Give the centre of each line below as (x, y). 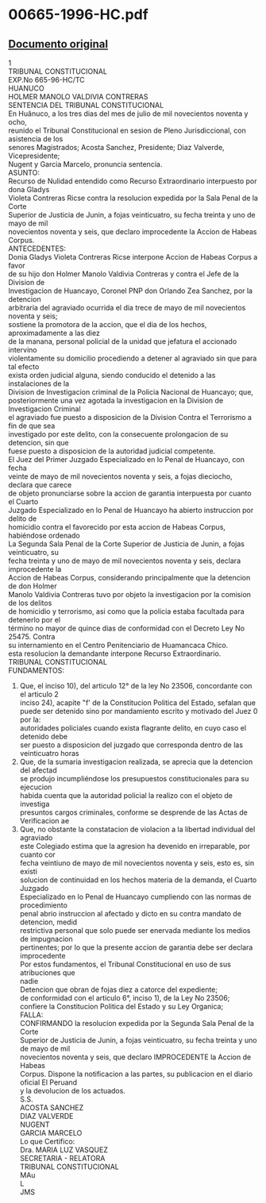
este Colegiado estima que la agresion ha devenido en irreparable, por (135, 846)
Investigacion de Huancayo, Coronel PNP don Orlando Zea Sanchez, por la (130, 291)
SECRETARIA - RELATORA (62, 1158)
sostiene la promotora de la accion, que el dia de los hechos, (108, 324)
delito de (23, 519)
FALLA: (31, 1015)
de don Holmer (33, 586)
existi (29, 871)
